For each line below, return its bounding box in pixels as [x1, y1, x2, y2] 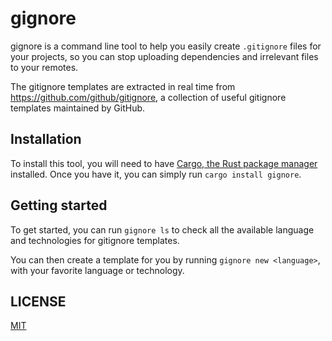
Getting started [10, 197, 108, 214]
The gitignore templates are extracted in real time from [10, 80, 236, 92]
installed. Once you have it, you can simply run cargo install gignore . [10, 168, 302, 180]
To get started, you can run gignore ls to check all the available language [10, 223, 315, 236]
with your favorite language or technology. [10, 264, 185, 276]
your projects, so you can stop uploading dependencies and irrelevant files [10, 50, 319, 62]
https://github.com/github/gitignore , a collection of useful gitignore [10, 91, 287, 103]
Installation [10, 131, 82, 148]
